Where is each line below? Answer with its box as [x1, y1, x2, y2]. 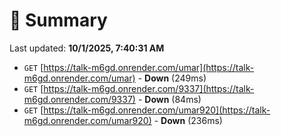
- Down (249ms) [137, 72, 207, 84]
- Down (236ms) [153, 114, 223, 126]
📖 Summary [9, 9, 108, 32]
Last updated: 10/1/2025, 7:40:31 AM [9, 42, 165, 54]
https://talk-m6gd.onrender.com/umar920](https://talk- [43, 104, 271, 116]
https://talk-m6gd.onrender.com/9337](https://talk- [43, 82, 255, 94]
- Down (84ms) [137, 93, 202, 105]
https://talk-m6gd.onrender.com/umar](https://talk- [43, 61, 255, 73]
